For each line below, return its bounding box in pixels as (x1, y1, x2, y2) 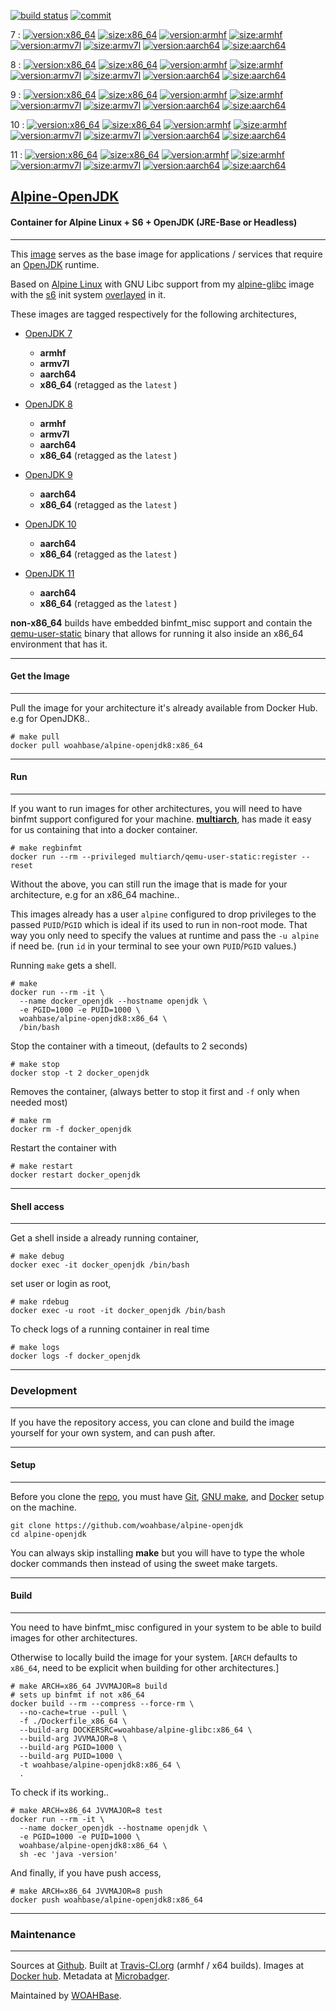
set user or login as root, (10, 1278, 112, 1290)
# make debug (10, 1251, 65, 1262)
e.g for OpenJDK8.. (10, 712, 90, 724)
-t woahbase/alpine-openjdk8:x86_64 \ (19, 1760, 182, 1770)
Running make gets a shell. (10, 960, 117, 971)
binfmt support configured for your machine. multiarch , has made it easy (10, 813, 312, 825)
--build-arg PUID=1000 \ (19, 1751, 123, 1761)
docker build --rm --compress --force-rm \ (10, 1698, 195, 1709)
